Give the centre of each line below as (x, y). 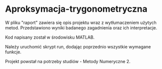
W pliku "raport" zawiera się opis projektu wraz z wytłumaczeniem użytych (81, 23)
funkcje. (13, 52)
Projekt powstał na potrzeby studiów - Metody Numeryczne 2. (68, 61)
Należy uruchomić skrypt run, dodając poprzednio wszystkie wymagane (78, 46)
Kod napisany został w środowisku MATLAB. (50, 37)
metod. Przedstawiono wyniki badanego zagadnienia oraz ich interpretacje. (81, 27)
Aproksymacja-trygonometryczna (76, 9)
